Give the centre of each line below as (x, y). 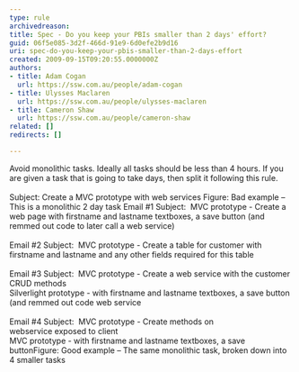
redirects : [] (36, 135)
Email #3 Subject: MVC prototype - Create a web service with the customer (150, 273)
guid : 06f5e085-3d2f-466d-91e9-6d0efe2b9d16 (94, 43)
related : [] (31, 127)
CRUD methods (38, 283)
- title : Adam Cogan (48, 77)
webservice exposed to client (64, 331)
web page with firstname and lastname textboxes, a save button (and (137, 216)
